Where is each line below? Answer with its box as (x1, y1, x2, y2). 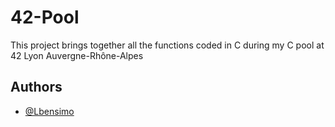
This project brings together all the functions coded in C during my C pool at (10, 39, 325, 51)
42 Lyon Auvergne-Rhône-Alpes (10, 49, 144, 61)
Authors (10, 79, 63, 96)
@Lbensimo (24, 105, 75, 117)
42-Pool (10, 6, 80, 29)
